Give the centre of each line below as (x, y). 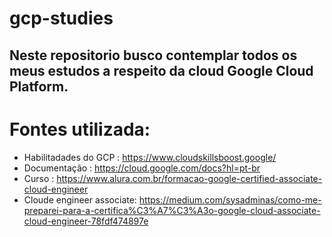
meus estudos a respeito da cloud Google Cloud (161, 70)
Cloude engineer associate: (80, 199)
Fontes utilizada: (80, 129)
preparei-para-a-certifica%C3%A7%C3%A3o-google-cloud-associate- (172, 210)
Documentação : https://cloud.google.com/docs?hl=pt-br (142, 168)
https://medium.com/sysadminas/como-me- (230, 199)
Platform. (39, 86)
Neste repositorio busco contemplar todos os (153, 55)
